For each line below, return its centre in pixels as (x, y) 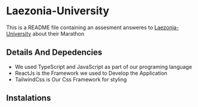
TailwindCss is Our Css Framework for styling (71, 79)
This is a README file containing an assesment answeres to (80, 27)
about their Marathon (58, 33)
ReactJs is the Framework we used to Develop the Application (91, 73)
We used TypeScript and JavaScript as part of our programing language (103, 67)
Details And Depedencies (54, 53)
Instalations (29, 98)
